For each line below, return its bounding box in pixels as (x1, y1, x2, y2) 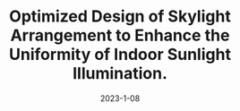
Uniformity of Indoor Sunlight (8, 45, 232, 64)
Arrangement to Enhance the (10, 25, 230, 46)
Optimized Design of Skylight (9, 6, 231, 27)
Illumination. (72, 64, 168, 84)
